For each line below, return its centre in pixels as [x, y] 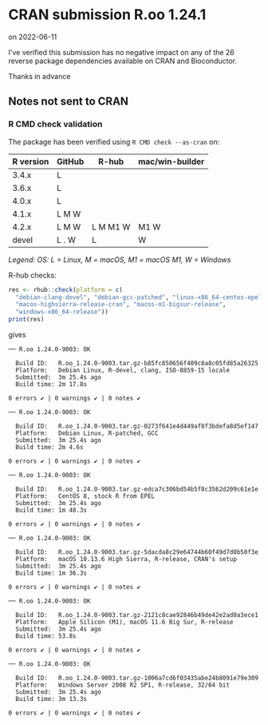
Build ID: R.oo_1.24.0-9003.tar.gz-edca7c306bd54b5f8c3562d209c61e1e [137, 489]
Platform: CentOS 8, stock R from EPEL [85, 496]
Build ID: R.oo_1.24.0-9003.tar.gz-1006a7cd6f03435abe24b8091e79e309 [137, 678]
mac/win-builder [171, 161]
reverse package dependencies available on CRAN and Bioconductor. [123, 61]
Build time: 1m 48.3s [51, 510]
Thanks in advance [39, 76]
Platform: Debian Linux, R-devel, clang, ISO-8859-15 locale [122, 370]
